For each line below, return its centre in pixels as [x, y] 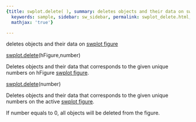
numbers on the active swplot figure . [50, 102]
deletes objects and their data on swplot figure [62, 44]
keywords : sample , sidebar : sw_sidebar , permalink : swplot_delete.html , [101, 17]
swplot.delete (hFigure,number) [43, 55]
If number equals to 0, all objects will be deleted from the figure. [83, 113]
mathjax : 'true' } [32, 22]
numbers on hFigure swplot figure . [48, 73]
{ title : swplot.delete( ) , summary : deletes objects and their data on [95, 11]
